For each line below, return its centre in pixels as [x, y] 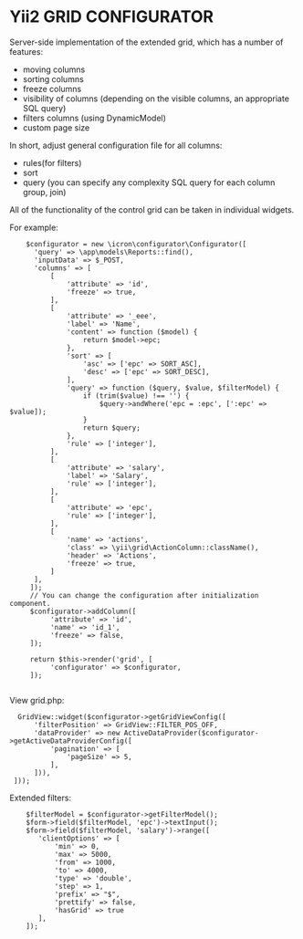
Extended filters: [40, 798]
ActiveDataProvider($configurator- [191, 733]
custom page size [56, 127]
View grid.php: [37, 700]
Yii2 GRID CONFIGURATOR [112, 17]
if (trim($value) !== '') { [136, 396]
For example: [34, 227]
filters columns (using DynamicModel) [94, 118]
